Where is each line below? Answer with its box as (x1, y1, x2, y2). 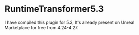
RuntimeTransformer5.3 (4, 3, 104, 15)
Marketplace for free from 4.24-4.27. (4, 24, 79, 30)
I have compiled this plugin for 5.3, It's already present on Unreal (4, 19, 135, 25)
